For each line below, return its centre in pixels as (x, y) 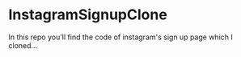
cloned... (23, 45)
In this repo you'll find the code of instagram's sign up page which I (120, 37)
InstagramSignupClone (88, 15)
